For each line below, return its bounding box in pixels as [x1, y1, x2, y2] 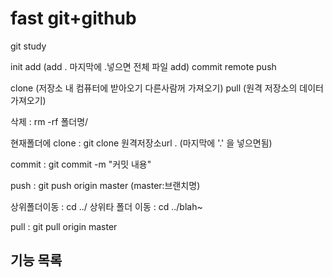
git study [10, 40, 47, 52]
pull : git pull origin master [10, 220, 118, 232]
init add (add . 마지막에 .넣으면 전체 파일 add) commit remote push [10, 60, 277, 72]
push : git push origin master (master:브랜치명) [10, 179, 201, 191]
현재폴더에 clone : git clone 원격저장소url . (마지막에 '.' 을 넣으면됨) [10, 137, 273, 149]
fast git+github [10, 7, 137, 30]
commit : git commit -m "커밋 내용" [10, 158, 152, 170]
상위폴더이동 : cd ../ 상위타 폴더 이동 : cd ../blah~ [10, 200, 203, 212]
